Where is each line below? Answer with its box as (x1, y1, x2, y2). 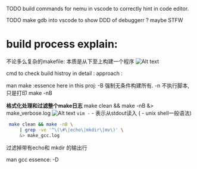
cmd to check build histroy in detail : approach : (6, 70, 123, 77)
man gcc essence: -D (6, 156, 59, 163)
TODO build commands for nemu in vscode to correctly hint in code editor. (6, 5, 189, 12)
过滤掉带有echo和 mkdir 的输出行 (6, 144, 87, 151)
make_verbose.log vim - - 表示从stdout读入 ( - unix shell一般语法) (6, 109, 192, 117)
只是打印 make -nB (6, 89, 52, 96)
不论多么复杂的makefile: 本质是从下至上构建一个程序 (6, 58, 135, 65)
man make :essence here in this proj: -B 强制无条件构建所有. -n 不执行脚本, (6, 82, 189, 89)
